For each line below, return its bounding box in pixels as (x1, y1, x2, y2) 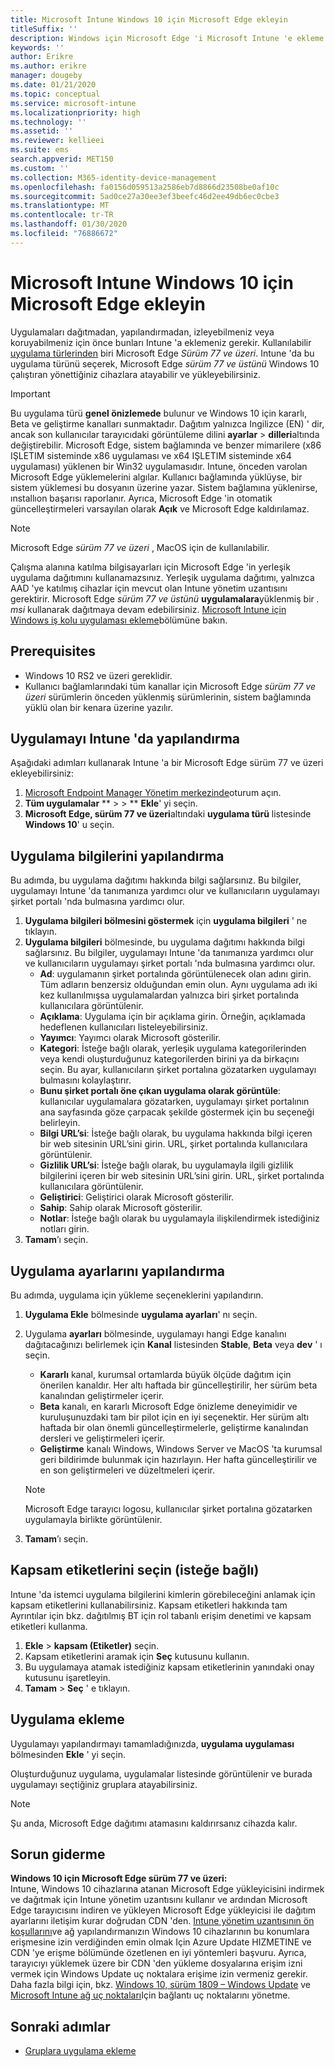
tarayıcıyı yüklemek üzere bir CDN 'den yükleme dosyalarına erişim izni (10, 1957, 303, 1970)
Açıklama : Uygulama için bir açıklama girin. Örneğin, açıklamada (39, 1011, 306, 1023)
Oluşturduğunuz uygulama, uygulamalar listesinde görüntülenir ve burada (10, 1767, 313, 1780)
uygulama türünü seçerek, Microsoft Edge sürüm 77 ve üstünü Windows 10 (10, 357, 320, 370)
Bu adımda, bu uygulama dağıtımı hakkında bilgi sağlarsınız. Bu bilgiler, (10, 874, 302, 886)
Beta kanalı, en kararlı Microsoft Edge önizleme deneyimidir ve (39, 1400, 298, 1412)
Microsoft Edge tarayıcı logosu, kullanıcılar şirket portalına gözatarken (24, 1502, 313, 1515)
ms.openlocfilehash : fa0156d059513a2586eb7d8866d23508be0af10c (10, 182, 280, 192)
